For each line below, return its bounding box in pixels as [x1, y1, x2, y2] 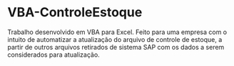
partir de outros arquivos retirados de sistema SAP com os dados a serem [7, 43, 225, 51]
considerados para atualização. [7, 50, 100, 59]
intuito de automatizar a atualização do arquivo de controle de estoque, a [7, 35, 223, 43]
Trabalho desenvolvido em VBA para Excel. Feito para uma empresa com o [7, 28, 227, 36]
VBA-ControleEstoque [7, 4, 143, 21]
